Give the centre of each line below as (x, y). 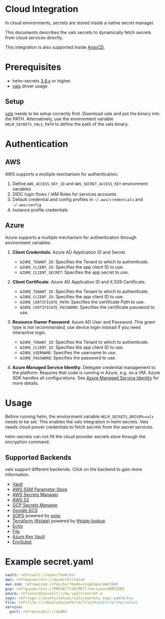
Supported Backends (38, 457)
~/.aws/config (27, 205)
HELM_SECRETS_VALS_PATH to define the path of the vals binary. (67, 124)
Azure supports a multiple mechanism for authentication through (71, 237)
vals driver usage (30, 86)
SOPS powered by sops (36, 516)
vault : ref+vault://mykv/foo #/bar (41, 575)
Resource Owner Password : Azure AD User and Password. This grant (84, 322)
